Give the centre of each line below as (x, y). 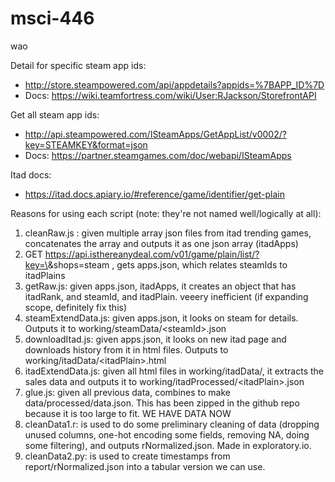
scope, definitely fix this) (76, 307)
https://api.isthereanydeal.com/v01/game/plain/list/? (152, 254)
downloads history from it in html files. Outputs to (126, 349)
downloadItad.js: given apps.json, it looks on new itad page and (155, 339)
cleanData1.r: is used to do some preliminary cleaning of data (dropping (172, 424)
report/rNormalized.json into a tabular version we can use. (145, 466)
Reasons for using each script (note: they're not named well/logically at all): (166, 213)
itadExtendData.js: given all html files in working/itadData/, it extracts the (174, 371)
